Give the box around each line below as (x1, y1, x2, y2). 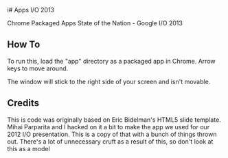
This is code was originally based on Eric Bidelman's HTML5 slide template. (7, 116, 221, 124)
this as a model (7, 144, 50, 153)
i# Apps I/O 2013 (7, 6, 55, 14)
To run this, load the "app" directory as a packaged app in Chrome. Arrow (7, 57, 216, 65)
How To (7, 39, 41, 51)
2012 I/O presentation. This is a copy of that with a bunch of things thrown (7, 130, 217, 138)
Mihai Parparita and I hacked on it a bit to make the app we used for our (7, 122, 210, 131)
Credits (7, 97, 40, 109)
